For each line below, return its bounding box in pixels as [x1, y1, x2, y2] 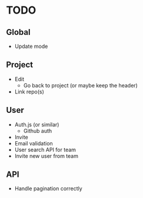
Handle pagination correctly [14, 185, 82, 192]
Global [6, 27, 31, 37]
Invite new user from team [14, 152, 78, 160]
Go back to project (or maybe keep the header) [23, 82, 138, 89]
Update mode [14, 43, 48, 50]
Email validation [14, 139, 53, 147]
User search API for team [14, 146, 77, 153]
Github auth [23, 127, 52, 134]
